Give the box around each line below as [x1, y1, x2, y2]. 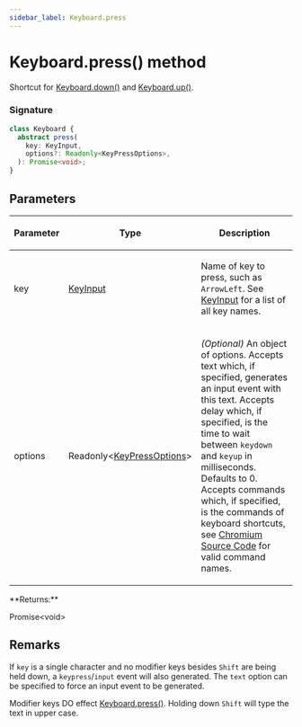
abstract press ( [17, 132, 78, 142]
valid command [200, 550, 266, 563]
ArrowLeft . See [200, 282, 264, 295]
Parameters [9, 191, 76, 207]
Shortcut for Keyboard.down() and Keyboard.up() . [9, 82, 194, 93]
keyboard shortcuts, [200, 517, 286, 529]
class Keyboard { [9, 124, 75, 133]
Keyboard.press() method [9, 51, 207, 72]
